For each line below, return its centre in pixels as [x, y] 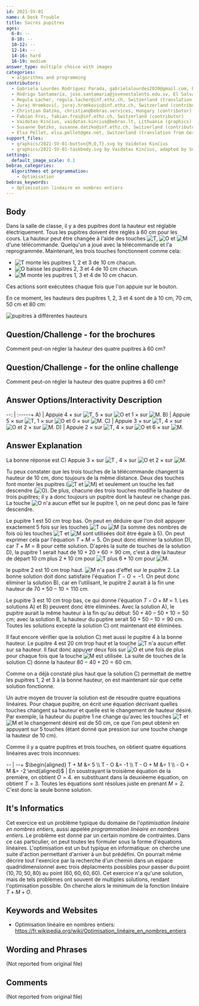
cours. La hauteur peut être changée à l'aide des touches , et [91, 239]
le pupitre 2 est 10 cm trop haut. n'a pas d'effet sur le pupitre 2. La [93, 570]
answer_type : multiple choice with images [59, 67]
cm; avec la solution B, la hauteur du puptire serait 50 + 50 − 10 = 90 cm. [95, 619]
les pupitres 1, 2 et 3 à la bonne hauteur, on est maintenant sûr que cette [94, 680]
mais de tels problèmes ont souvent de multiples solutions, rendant [88, 879]
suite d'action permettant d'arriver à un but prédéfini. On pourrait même [94, 854]
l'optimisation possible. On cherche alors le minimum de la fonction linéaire [98, 885]
